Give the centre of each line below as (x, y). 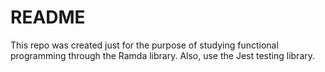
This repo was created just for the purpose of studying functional (144, 45)
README (48, 17)
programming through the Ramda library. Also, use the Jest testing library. (163, 55)
